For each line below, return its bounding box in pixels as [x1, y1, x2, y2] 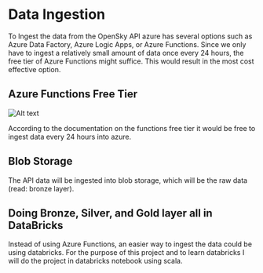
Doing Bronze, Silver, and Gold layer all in [8, 206, 214, 220]
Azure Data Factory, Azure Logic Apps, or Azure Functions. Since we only [8, 39, 247, 49]
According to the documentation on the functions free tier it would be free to [8, 123, 256, 133]
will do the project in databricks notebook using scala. [8, 257, 183, 266]
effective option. [8, 64, 61, 74]
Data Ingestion [8, 5, 106, 24]
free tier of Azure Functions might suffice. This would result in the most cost [8, 56, 254, 66]
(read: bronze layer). [8, 184, 75, 193]
